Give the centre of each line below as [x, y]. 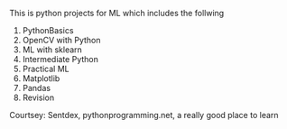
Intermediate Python [60, 59]
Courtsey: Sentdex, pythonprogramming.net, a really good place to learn [144, 115]
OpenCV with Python [61, 40]
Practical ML [46, 69]
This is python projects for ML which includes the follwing [117, 13]
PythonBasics [48, 30]
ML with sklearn [52, 50]
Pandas [37, 88]
